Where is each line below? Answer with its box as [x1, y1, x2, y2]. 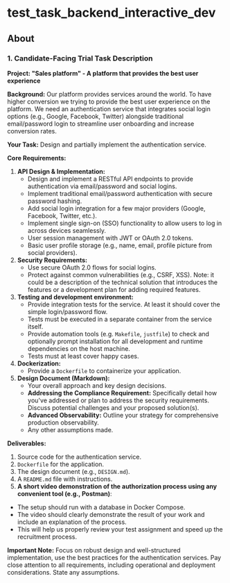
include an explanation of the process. [17, 518, 127, 526]
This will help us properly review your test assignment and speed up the [17, 525, 223, 533]
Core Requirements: [7, 154, 67, 162]
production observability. [27, 418, 99, 427]
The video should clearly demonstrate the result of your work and [17, 510, 205, 518]
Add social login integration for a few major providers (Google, [27, 204, 206, 213]
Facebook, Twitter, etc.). [27, 211, 97, 220]
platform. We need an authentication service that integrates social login [7, 104, 211, 113]
